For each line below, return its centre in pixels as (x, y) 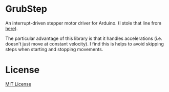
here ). (12, 28)
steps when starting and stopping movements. (54, 49)
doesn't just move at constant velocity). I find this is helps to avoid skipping (84, 43)
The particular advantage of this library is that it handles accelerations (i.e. (84, 38)
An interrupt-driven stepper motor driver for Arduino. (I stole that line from (83, 23)
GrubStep (26, 9)
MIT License (18, 84)
